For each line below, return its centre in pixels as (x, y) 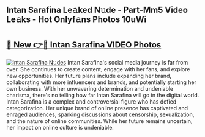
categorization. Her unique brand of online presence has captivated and (97, 108)
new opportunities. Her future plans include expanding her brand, (89, 76)
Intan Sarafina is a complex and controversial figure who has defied (91, 102)
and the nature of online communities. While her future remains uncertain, (99, 121)
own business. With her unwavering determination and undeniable (90, 89)
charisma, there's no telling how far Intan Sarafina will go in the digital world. (103, 95)
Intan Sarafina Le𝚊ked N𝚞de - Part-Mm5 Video (97, 10)
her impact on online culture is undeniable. (60, 128)
